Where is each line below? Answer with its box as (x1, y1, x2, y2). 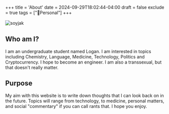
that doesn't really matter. (5, 64, 59, 70)
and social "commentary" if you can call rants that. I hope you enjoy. (5, 103, 147, 109)
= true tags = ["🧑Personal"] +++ (5, 10, 72, 16)
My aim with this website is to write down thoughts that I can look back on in (5, 92, 164, 98)
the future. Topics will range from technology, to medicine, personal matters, (5, 98, 164, 104)
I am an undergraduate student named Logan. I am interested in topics (5, 48, 151, 54)
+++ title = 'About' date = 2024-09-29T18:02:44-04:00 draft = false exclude (5, 5, 164, 10)
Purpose (5, 79, 33, 88)
